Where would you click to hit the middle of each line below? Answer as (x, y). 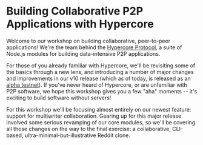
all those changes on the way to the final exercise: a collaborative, (89, 129)
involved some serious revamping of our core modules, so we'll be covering (101, 122)
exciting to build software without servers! (59, 98)
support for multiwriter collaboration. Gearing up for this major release (94, 116)
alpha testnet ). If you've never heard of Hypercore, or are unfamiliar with (97, 85)
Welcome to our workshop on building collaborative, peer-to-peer (88, 41)
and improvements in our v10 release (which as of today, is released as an (98, 78)
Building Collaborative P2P (75, 11)
